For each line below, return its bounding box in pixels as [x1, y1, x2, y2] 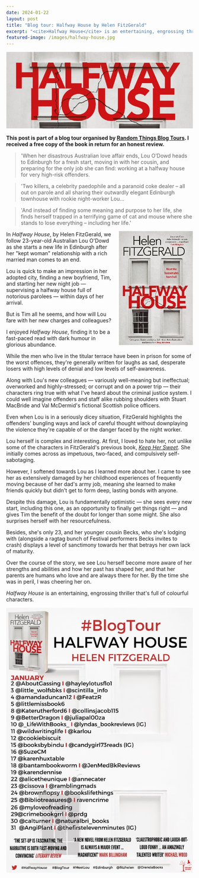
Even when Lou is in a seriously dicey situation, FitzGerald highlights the [6, 413, 182, 420]
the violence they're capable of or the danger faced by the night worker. [6, 426, 182, 433]
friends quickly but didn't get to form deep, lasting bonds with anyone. [6, 487, 178, 494]
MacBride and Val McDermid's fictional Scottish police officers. [6, 401, 161, 409]
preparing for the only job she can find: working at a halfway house [20, 164, 185, 172]
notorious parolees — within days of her [6, 293, 104, 300]
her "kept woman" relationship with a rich [6, 249, 108, 256]
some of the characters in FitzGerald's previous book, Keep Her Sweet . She [6, 443, 191, 451]
